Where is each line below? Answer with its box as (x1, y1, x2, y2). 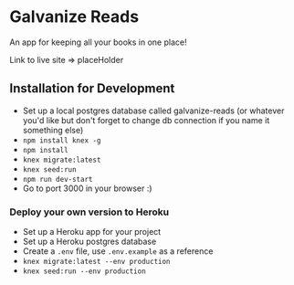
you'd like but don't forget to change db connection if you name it (22, 114, 270, 125)
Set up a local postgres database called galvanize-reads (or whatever (22, 105, 285, 116)
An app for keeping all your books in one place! (9, 37, 187, 47)
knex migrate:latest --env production (22, 258, 171, 267)
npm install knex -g (22, 135, 101, 145)
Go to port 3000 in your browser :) (22, 183, 152, 194)
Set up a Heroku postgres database (22, 236, 157, 248)
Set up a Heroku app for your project (22, 227, 162, 237)
